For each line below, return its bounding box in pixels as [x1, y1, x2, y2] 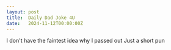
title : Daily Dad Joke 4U [6, 15, 75, 21]
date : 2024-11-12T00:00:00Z [6, 20, 84, 26]
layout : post [6, 9, 40, 15]
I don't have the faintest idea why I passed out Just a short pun [6, 37, 165, 45]
